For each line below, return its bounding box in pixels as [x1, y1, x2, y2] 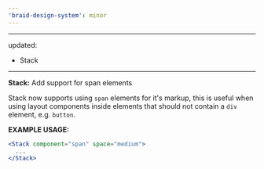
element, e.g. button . [8, 110, 76, 119]
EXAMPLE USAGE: [8, 124, 69, 134]
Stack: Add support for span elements [8, 77, 133, 87]
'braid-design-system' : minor [8, 11, 108, 20]
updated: [8, 40, 38, 49]
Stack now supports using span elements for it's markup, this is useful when [8, 93, 254, 102]
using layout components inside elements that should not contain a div [8, 101, 237, 110]
